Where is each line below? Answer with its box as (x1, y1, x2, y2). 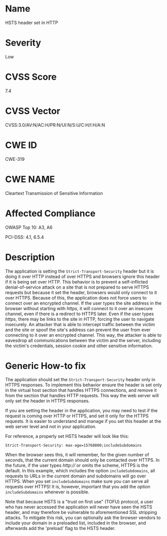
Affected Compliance (5, 207, 96, 219)
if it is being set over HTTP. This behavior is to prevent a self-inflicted (5, 279, 148, 285)
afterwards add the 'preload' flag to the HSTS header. (5, 525, 116, 531)
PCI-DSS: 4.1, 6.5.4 (5, 234, 44, 240)
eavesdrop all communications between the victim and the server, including (5, 337, 161, 343)
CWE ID (5, 139, 37, 151)
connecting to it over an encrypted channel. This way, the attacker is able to (5, 332, 161, 338)
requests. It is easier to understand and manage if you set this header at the (5, 418, 161, 424)
